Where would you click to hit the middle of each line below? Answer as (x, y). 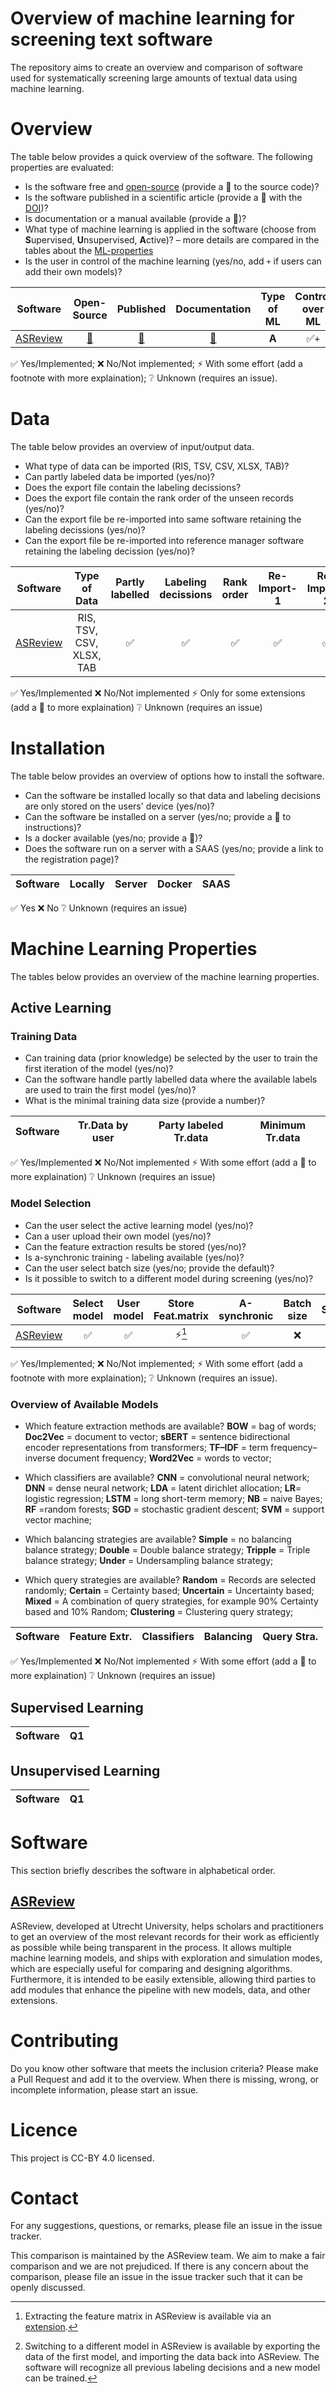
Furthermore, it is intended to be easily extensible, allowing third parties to (163, 1979)
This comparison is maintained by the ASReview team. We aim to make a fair (168, 2256)
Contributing (64, 2040)
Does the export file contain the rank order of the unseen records (159, 498)
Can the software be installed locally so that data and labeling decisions (172, 795)
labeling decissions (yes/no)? (85, 529)
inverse (40, 1458)
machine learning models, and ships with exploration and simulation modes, (166, 1958)
